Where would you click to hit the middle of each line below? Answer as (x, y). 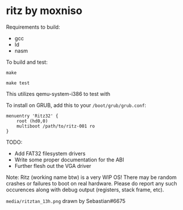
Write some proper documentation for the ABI (69, 160)
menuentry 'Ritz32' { (32, 116)
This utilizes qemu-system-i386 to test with (58, 94)
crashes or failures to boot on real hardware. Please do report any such (92, 183)
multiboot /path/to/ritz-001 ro (56, 126)
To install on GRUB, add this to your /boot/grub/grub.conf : (76, 105)
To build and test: (27, 62)
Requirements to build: (33, 27)
